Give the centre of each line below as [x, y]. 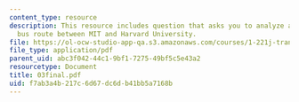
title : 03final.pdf [45, 75]
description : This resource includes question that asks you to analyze [147, 26]
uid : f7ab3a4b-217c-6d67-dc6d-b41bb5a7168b [91, 83]
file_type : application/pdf [61, 51]
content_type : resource [53, 17]
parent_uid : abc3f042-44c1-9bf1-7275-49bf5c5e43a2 [105, 59]
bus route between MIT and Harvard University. [107, 34]
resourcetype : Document [53, 67]
